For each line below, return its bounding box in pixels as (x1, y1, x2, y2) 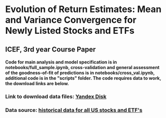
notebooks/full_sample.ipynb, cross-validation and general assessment (5, 65, 160, 71)
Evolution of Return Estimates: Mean (5, 4, 161, 15)
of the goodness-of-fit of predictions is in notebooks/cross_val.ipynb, (5, 70, 155, 76)
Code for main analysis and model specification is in (5, 59, 117, 65)
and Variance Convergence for (5, 14, 137, 26)
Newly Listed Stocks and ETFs (5, 25, 135, 36)
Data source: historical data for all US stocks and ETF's (5, 107, 143, 114)
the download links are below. (5, 81, 69, 87)
